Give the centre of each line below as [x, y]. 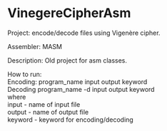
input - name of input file [44, 104]
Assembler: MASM [35, 46]
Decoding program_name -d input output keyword [81, 89]
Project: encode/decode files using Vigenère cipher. [84, 33]
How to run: [25, 74]
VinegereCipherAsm [69, 13]
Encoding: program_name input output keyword [77, 82]
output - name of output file [48, 112]
